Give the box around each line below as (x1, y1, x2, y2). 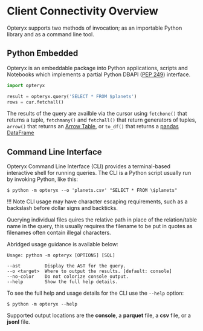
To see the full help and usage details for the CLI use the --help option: (7, 289, 184, 297)
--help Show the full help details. (7, 279, 118, 285)
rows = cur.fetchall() (7, 99, 64, 105)
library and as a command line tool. (7, 30, 94, 38)
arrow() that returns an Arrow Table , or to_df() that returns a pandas (7, 123, 179, 130)
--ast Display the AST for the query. (7, 263, 126, 269)
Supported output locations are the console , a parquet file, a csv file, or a (7, 312, 191, 319)
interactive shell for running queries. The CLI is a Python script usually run (7, 169, 192, 177)
